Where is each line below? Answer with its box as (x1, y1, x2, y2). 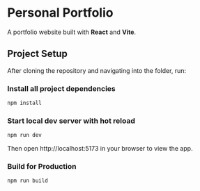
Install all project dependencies (7, 83, 116, 93)
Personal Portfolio (7, 5, 114, 21)
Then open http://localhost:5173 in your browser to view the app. (7, 144, 193, 153)
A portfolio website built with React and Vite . (7, 28, 137, 36)
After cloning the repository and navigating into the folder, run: (7, 66, 187, 74)
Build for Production (7, 162, 77, 172)
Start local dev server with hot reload (7, 116, 136, 126)
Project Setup (7, 48, 68, 60)
